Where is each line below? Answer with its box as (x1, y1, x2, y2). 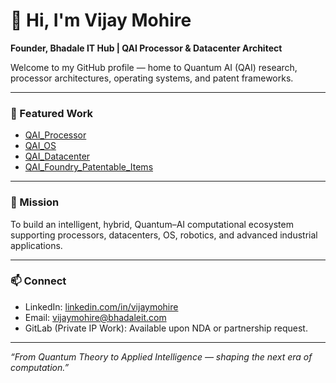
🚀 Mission (10, 195, 60, 209)
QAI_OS (24, 140, 57, 152)
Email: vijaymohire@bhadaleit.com (24, 311, 167, 323)
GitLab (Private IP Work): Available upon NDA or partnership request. (24, 322, 308, 334)
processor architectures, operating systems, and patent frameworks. (10, 72, 294, 84)
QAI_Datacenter (24, 150, 91, 163)
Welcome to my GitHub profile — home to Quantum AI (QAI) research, (10, 61, 298, 73)
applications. (10, 239, 63, 251)
